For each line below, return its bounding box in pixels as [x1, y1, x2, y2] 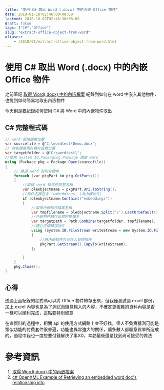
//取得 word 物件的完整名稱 [22, 182, 73, 187]
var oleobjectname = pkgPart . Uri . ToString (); [22, 187, 117, 192]
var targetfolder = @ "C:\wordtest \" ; [5, 151, 82, 156]
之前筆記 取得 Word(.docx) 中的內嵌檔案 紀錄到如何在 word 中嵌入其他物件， [5, 91, 159, 97]
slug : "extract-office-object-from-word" [5, 30, 91, 35]
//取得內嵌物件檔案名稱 [31, 205, 72, 210]
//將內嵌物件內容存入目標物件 [40, 237, 92, 242]
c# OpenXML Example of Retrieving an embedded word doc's [12, 374, 137, 380]
